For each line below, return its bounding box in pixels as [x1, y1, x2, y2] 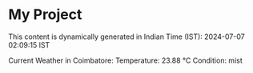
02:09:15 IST [8, 40, 50, 49]
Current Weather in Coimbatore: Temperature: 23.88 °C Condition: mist [8, 56, 243, 65]
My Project [8, 6, 82, 24]
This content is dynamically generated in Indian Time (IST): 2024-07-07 [8, 32, 246, 41]
